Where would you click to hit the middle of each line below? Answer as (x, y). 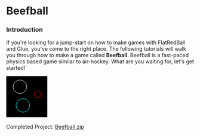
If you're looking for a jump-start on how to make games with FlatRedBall (96, 42)
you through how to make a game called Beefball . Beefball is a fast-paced (98, 55)
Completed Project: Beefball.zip (45, 127)
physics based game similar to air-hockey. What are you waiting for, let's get (100, 61)
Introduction (24, 30)
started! (16, 68)
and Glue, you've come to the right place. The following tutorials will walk (96, 49)
